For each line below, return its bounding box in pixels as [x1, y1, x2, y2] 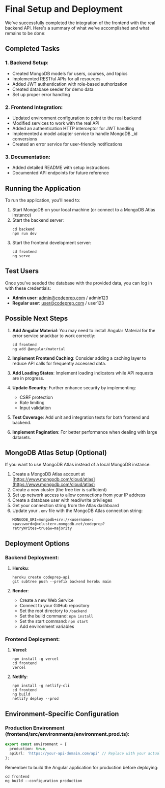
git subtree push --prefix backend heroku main [12, 579, 111, 584]
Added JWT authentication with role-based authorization [12, 81, 128, 87]
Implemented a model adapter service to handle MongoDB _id [12, 131, 137, 137]
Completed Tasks [5, 44, 60, 53]
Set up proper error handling [12, 91, 70, 97]
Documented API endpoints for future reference [12, 170, 109, 176]
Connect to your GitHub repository [19, 603, 90, 609]
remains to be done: [5, 30, 46, 36]
